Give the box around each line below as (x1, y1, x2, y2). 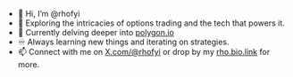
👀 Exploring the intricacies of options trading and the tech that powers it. (17, 18, 286, 28)
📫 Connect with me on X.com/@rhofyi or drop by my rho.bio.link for (17, 47, 271, 57)
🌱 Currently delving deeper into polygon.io (17, 27, 174, 37)
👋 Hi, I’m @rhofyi (17, 9, 80, 19)
